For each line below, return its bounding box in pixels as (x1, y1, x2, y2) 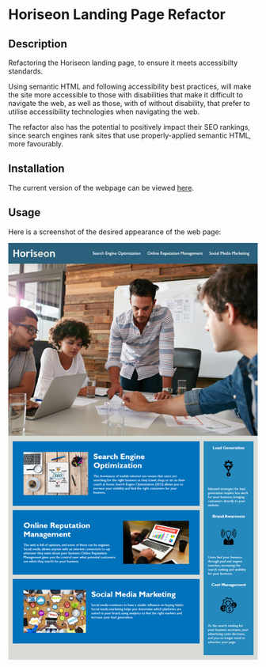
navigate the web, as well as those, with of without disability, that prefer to (8, 99, 251, 108)
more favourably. (8, 139, 64, 148)
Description (8, 37, 67, 51)
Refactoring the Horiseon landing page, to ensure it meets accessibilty (8, 58, 238, 67)
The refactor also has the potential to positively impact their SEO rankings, (8, 123, 251, 131)
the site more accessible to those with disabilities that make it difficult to (8, 90, 244, 100)
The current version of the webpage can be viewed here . (8, 183, 194, 192)
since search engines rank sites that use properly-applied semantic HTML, (8, 131, 252, 140)
